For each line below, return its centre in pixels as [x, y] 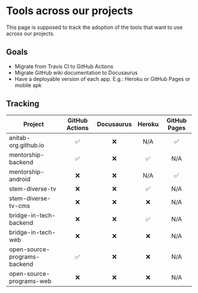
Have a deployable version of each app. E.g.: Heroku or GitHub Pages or [102, 79]
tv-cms [20, 206]
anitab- [20, 138]
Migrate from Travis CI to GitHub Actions [64, 66]
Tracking [23, 104]
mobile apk [28, 85]
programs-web [30, 281]
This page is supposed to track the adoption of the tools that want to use [94, 27]
